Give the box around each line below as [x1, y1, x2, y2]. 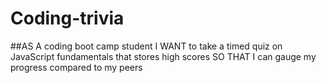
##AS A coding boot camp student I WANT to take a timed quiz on [10, 40, 283, 52]
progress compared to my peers [10, 61, 143, 73]
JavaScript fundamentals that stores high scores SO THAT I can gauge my [10, 50, 317, 62]
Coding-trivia [10, 7, 125, 30]
